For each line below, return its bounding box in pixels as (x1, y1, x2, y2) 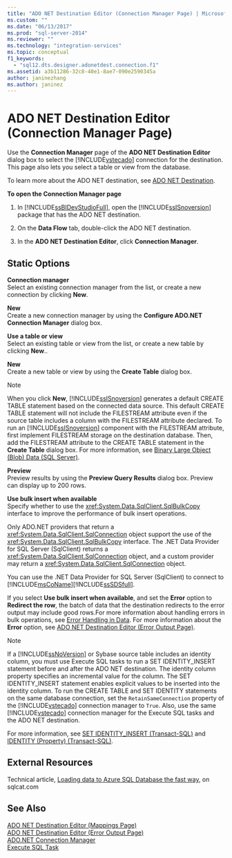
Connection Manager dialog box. (7, 319, 102, 327)
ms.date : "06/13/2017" (7, 23, 72, 30)
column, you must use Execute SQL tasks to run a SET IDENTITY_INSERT (7, 657, 215, 665)
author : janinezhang (7, 74, 67, 82)
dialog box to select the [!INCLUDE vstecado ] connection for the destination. (7, 156, 223, 164)
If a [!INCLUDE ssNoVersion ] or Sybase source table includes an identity (7, 650, 211, 658)
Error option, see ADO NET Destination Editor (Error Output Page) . (7, 623, 195, 631)
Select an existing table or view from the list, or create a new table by (7, 340, 204, 347)
